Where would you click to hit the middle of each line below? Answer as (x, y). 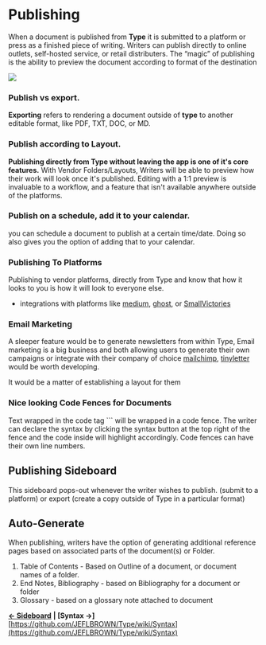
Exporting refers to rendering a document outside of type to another (121, 115)
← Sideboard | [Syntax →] (52, 616)
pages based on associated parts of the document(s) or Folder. (112, 551)
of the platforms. (35, 195)
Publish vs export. (44, 97)
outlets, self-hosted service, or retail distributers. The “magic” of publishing (132, 53)
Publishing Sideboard (63, 471)
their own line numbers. (47, 446)
